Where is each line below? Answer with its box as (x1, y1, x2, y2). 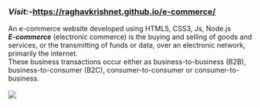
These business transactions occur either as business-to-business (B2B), (8, 57, 247, 66)
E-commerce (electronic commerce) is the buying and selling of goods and (8, 32, 253, 41)
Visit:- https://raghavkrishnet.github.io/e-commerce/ (8, 6, 216, 17)
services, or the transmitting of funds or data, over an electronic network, (8, 41, 246, 50)
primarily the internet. (8, 49, 79, 59)
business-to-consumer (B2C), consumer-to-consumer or (8, 66, 193, 75)
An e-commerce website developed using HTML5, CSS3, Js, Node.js (8, 24, 232, 34)
